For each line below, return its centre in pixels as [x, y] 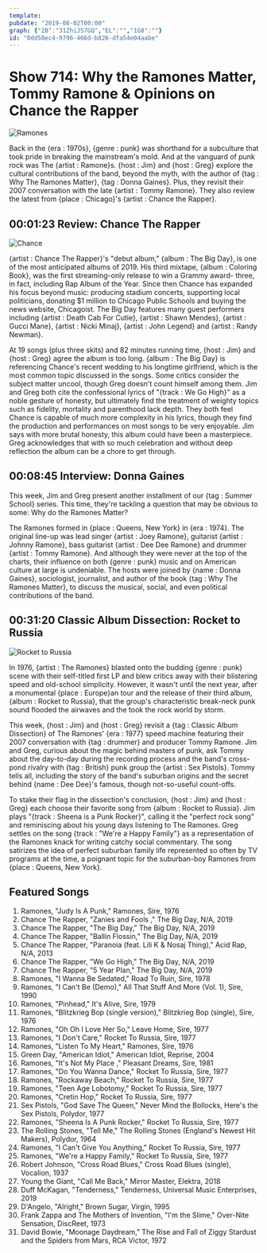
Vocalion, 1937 [44, 1173]
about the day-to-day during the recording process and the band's [118, 758]
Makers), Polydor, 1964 [58, 1139]
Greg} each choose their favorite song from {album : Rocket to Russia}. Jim [132, 808]
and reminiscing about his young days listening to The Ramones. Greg [124, 824]
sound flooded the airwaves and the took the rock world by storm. [117, 709]
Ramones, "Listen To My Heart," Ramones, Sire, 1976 [107, 1046]
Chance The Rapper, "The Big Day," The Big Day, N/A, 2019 [118, 928]
